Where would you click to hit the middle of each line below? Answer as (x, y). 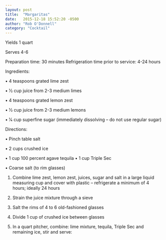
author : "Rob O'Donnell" (31, 24)
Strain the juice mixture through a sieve (53, 198)
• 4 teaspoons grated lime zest (37, 81)
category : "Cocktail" (28, 28)
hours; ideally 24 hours (36, 188)
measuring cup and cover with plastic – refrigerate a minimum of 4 (81, 183)
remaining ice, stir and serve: (42, 232)
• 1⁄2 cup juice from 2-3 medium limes (44, 91)
